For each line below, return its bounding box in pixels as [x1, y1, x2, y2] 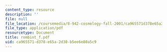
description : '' [5, 12, 39, 17]
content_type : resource [5, 7, 55, 12]
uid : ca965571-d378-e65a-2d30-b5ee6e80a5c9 [5, 40, 97, 45]
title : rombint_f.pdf [5, 35, 50, 40]
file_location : [5, 21, 37, 26]
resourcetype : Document [5, 30, 55, 35]
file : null [5, 16, 28, 21]
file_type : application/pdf [5, 26, 64, 31]
